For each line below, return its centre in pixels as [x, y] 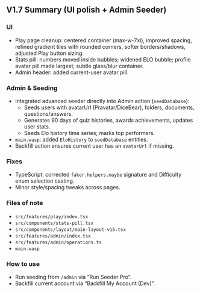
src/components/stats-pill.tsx [54, 223]
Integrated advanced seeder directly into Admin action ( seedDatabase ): [102, 101]
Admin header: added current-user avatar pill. [72, 72]
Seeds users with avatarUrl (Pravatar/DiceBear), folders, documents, [109, 107]
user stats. [37, 127]
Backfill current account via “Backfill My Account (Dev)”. [85, 283]
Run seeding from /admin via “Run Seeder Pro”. [73, 277]
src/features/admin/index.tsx [53, 236]
